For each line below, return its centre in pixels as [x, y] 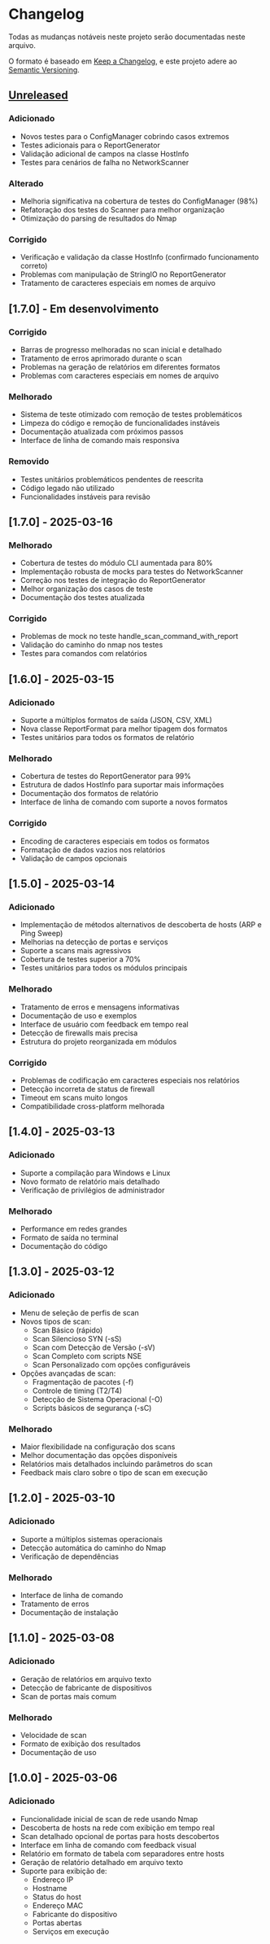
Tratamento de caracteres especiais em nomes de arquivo [118, 283]
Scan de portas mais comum [68, 1696]
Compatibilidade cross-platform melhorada [92, 1106]
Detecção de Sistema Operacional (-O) [98, 1399]
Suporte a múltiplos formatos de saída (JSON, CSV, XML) [116, 720]
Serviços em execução [71, 1931]
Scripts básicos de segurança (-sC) [92, 1408]
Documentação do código [64, 1246]
